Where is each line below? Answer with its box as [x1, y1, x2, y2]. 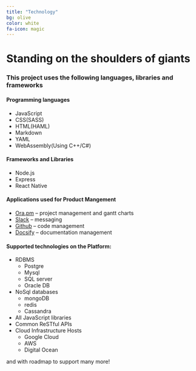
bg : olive [6, 15, 32, 21]
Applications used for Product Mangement [6, 196, 117, 203]
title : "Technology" [6, 8, 59, 15]
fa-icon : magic [6, 25, 45, 32]
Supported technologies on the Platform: [6, 242, 112, 250]
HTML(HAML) [15, 122, 50, 130]
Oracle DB [24, 282, 50, 289]
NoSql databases [15, 289, 59, 296]
